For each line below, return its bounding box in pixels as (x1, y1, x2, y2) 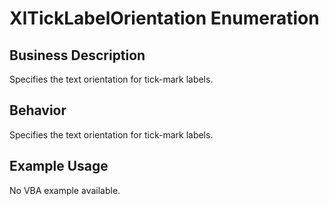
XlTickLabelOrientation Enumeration (9, 7, 320, 30)
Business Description (9, 47, 146, 64)
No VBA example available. (9, 184, 121, 196)
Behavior (9, 102, 67, 119)
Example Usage (9, 158, 109, 175)
